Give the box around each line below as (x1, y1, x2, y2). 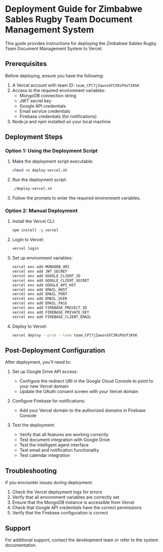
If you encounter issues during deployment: (5, 480, 93, 486)
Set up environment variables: (12, 255, 73, 261)
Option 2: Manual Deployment (5, 207, 78, 214)
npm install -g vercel (12, 228, 59, 233)
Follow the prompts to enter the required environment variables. (12, 195, 141, 201)
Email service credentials (19, 108, 70, 114)
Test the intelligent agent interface (19, 442, 89, 448)
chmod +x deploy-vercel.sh (12, 168, 68, 173)
